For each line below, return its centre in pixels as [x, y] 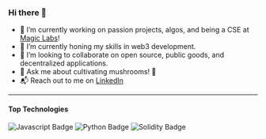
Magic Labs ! [40, 38]
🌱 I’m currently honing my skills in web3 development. [108, 47]
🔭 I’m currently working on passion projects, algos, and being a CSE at [134, 30]
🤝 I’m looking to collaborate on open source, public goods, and [122, 55]
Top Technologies [38, 109]
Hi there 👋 [28, 13]
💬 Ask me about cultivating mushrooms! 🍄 [88, 72]
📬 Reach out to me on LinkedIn [72, 81]
